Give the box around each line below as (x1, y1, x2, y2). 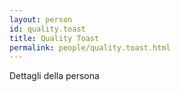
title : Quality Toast (9, 33, 100, 43)
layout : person (9, 14, 73, 25)
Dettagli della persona (9, 70, 100, 82)
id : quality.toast (9, 24, 86, 34)
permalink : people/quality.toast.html (9, 42, 171, 53)
